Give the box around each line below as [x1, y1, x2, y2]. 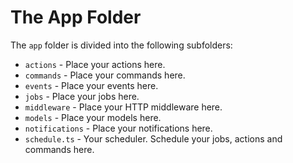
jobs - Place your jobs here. [24, 90, 140, 102]
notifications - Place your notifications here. [24, 122, 213, 134]
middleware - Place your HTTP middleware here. [24, 101, 223, 113]
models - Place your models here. [24, 111, 162, 123]
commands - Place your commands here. [24, 69, 186, 81]
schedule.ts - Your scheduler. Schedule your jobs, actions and [24, 132, 283, 145]
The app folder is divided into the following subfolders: [10, 39, 233, 51]
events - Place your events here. [24, 79, 159, 91]
